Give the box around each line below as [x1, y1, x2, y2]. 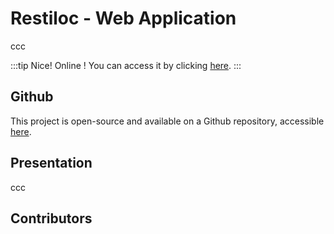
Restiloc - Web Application [10, 7, 237, 30]
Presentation [10, 155, 93, 172]
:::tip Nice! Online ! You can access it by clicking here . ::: [10, 59, 242, 71]
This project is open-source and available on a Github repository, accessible [10, 115, 325, 127]
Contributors [10, 210, 93, 227]
